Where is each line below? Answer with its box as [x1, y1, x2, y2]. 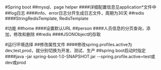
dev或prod [5, 59, 26, 65]
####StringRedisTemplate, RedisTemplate [5, 16, 89, 21]
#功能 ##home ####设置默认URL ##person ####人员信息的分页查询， [5, 25, 146, 31]
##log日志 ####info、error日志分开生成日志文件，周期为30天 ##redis [5, 10, 145, 16]
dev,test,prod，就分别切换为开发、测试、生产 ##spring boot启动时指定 [5, 47, 146, 53]
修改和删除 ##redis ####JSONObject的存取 [13, 32, 101, 37]
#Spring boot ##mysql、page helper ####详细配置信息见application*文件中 [5, 4, 157, 10]
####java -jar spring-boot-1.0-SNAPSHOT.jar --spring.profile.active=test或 [5, 54, 155, 59]
